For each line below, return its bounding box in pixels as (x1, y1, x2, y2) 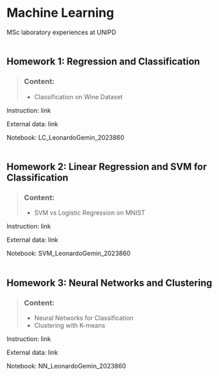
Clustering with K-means (34, 321, 106, 329)
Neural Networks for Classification (34, 314, 134, 322)
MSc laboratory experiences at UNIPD (6, 28, 117, 36)
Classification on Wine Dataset (34, 92, 123, 101)
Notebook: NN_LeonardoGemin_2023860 (6, 362, 127, 370)
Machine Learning (6, 5, 115, 21)
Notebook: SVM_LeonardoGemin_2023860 (6, 250, 131, 258)
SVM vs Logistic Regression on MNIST (34, 208, 146, 217)
